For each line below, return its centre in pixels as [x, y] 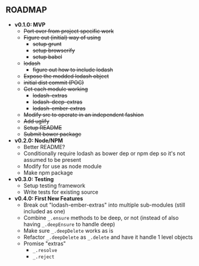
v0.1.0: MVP [30, 24]
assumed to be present [52, 159]
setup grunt [47, 44]
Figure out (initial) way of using [62, 37]
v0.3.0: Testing [34, 179]
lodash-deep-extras [57, 102]
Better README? [44, 147]
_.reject [44, 257]
